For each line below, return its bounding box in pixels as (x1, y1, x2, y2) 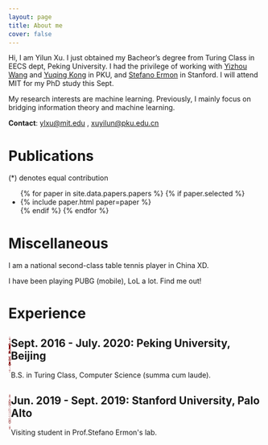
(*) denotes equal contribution (8, 173, 109, 183)
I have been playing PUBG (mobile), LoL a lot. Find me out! (8, 276, 202, 286)
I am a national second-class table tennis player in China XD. (8, 261, 209, 270)
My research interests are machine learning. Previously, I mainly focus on (8, 94, 251, 104)
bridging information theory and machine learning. (8, 103, 175, 113)
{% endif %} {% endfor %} (19, 206, 109, 216)
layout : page (8, 13, 52, 21)
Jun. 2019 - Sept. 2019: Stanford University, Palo (10, 393, 260, 407)
